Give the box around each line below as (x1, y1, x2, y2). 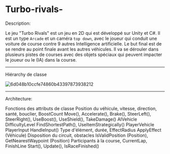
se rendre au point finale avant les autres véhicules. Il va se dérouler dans (5, 46, 159, 52)
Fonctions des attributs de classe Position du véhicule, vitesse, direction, (5, 105, 157, 112)
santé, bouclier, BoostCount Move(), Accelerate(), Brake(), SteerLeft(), (5, 111, 152, 117)
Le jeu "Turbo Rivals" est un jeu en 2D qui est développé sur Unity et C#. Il (5, 30, 160, 36)
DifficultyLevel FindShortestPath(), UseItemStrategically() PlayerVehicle (5, 121, 154, 127)
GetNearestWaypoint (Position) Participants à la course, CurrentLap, (5, 137, 148, 143)
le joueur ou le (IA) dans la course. (5, 57, 77, 63)
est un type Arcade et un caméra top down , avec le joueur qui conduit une (5, 35, 157, 41)
